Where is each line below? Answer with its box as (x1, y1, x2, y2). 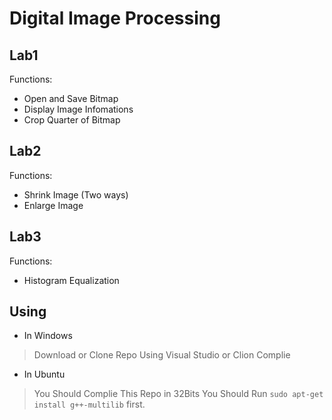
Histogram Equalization (23, 274, 120, 286)
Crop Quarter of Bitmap (23, 114, 121, 126)
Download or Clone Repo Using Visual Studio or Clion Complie (33, 349, 291, 361)
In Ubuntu (23, 368, 66, 381)
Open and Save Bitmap (23, 93, 119, 104)
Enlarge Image (23, 199, 84, 211)
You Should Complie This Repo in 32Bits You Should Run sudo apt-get (33, 388, 324, 400)
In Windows (23, 330, 73, 342)
